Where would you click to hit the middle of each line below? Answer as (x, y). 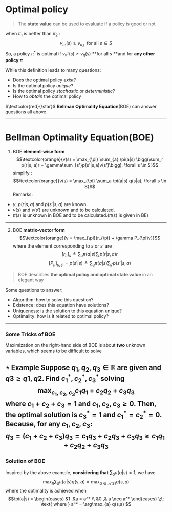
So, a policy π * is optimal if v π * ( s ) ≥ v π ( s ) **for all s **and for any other (80, 54)
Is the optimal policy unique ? (43, 86)
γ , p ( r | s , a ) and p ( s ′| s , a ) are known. (50, 204)
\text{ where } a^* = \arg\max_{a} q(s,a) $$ (86, 504)
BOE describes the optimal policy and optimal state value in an (85, 274)
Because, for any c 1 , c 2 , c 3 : (49, 425)
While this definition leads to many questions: (53, 70)
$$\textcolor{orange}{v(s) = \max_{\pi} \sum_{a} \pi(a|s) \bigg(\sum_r (90, 159)
